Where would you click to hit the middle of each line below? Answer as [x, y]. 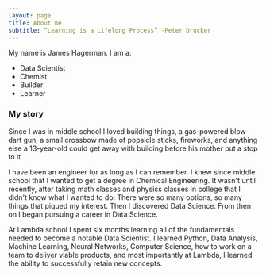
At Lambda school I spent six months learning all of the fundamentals [121, 229]
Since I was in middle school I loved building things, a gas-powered [118, 131]
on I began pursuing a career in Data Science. [83, 214]
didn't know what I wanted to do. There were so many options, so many [125, 197]
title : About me [35, 23]
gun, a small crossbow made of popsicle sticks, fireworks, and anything [141, 140]
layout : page [30, 15]
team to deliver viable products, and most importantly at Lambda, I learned [130, 255]
